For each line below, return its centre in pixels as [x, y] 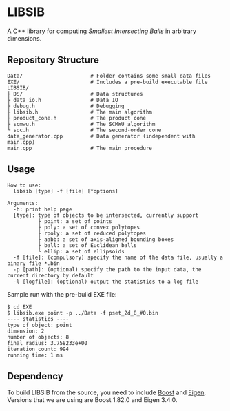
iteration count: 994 [38, 349]
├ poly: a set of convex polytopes [88, 227]
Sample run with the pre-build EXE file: [62, 294]
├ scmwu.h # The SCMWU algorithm [81, 124]
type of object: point [40, 325]
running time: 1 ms [35, 355]
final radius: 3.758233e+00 [48, 343]
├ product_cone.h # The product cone [77, 118]
